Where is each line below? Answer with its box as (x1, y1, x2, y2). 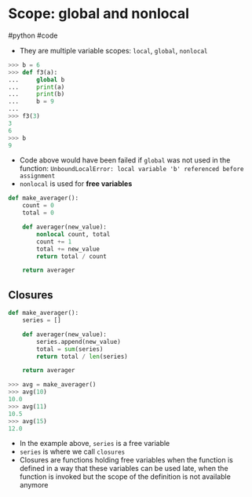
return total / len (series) (36, 353, 128, 360)
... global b (8, 75, 65, 83)
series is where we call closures (19, 447, 126, 456)
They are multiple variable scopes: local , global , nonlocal (19, 46, 208, 55)
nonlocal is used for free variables (19, 179, 133, 188)
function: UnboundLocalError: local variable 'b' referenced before (19, 164, 244, 174)
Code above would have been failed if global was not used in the (19, 155, 231, 165)
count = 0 (22, 202, 55, 210)
